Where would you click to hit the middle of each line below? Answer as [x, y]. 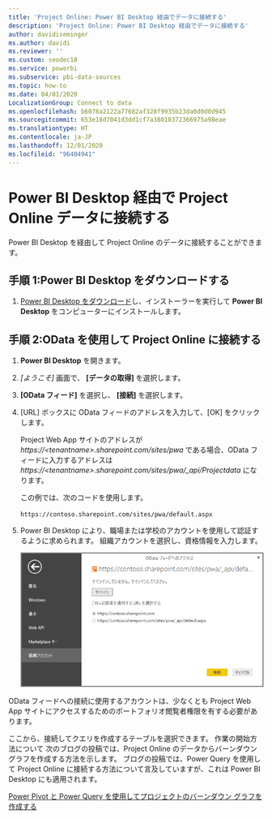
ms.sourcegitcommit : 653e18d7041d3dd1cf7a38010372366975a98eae [117, 120]
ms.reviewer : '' [36, 52]
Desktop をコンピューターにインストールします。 [102, 312]
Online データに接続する [89, 218]
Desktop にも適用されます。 [55, 778]
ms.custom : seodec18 [43, 60]
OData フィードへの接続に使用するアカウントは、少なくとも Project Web [130, 700]
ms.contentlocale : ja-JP [50, 137]
